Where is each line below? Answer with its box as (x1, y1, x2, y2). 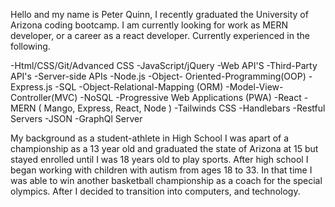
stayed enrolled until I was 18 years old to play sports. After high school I (10, 154, 309, 165)
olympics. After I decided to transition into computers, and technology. (10, 185, 301, 197)
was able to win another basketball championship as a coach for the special (10, 175, 323, 186)
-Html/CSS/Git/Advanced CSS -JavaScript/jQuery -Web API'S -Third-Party (10, 60, 318, 71)
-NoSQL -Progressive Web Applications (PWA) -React (79, 92, 302, 103)
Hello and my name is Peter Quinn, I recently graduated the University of (10, 9, 309, 20)
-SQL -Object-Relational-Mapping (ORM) (54, 81, 224, 93)
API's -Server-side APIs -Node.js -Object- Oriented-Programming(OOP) (10, 70, 307, 82)
